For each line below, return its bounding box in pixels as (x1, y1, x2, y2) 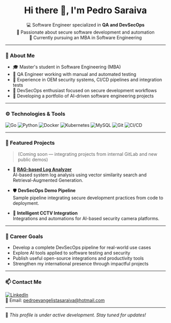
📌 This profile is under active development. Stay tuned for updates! (5, 312, 146, 318)
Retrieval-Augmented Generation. (12, 177, 83, 183)
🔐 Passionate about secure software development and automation (16, 29, 155, 35)
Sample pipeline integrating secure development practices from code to (12, 195, 164, 201)
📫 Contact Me (5, 279, 42, 286)
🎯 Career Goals (5, 233, 43, 240)
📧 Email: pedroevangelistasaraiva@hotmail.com (5, 298, 105, 304)
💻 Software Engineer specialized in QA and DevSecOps (26, 21, 145, 28)
